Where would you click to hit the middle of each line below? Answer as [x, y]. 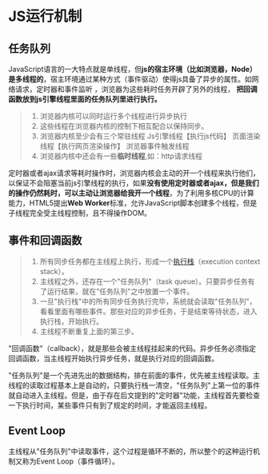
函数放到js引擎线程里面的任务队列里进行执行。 [85, 99]
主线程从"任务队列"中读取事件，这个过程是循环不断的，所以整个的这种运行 [131, 451]
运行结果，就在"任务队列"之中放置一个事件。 [120, 291]
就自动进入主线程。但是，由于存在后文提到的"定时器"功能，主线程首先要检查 [134, 395]
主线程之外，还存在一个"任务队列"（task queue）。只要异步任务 [144, 281]
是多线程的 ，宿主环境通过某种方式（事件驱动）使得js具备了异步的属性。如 [130, 79]
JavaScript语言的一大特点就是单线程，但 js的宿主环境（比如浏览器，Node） [133, 69]
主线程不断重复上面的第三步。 [89, 331]
